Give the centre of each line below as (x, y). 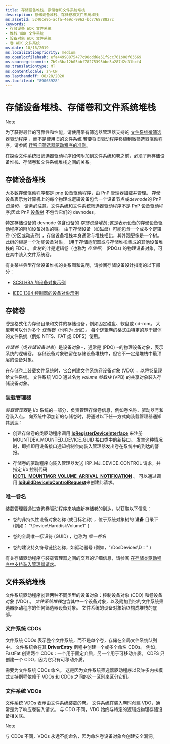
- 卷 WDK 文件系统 (23, 43)
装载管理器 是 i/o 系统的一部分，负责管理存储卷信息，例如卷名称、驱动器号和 (84, 410)
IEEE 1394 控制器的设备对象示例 (46, 293)
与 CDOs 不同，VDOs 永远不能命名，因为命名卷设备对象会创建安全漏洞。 (81, 736)
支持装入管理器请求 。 (36, 564)
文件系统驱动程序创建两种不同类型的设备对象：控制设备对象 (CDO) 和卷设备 (84, 595)
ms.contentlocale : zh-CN (31, 72)
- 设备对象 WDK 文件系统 (28, 39)
